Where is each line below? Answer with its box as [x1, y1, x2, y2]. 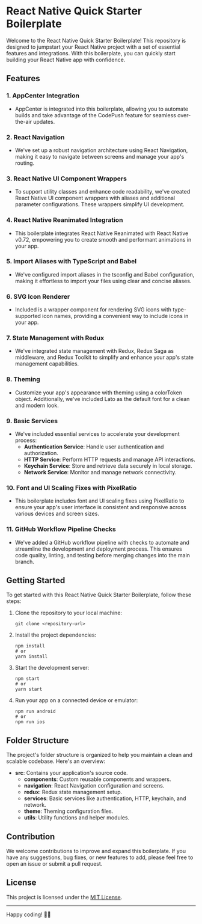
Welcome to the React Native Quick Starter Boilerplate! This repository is [6, 37, 186, 44]
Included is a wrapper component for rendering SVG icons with [14, 306, 172, 313]
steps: [6, 598, 22, 605]
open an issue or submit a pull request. [6, 860, 103, 867]
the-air [14, 118, 32, 125]
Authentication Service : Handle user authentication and [23, 443, 164, 450]
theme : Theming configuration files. [23, 807, 114, 815]
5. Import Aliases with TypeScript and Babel [6, 257, 137, 266]
